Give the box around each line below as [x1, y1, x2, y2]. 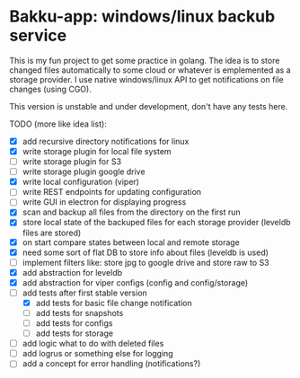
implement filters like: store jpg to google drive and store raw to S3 [22, 257, 269, 268]
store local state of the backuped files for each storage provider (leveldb [22, 217, 291, 228]
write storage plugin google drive [22, 166, 146, 177]
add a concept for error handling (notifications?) [22, 358, 201, 369]
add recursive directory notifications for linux [22, 136, 190, 146]
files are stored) [22, 227, 82, 238]
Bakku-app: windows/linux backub [9, 6, 276, 27]
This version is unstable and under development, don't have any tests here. [9, 101, 288, 111]
